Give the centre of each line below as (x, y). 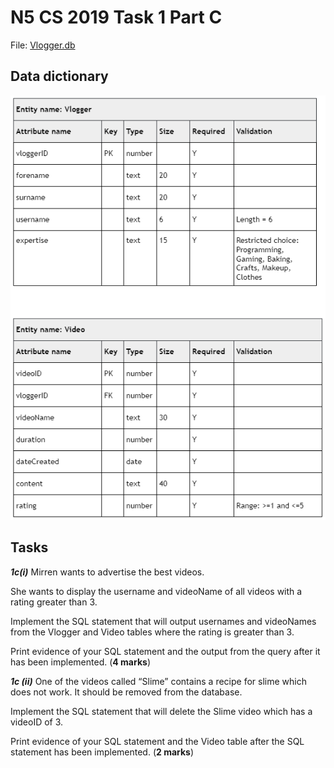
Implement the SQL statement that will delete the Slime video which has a (161, 711)
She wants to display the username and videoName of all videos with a (156, 591)
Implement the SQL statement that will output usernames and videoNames (163, 621)
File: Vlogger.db (43, 45)
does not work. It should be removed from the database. (126, 692)
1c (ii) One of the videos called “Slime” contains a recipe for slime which (158, 681)
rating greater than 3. (54, 602)
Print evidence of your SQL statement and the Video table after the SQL (157, 741)
